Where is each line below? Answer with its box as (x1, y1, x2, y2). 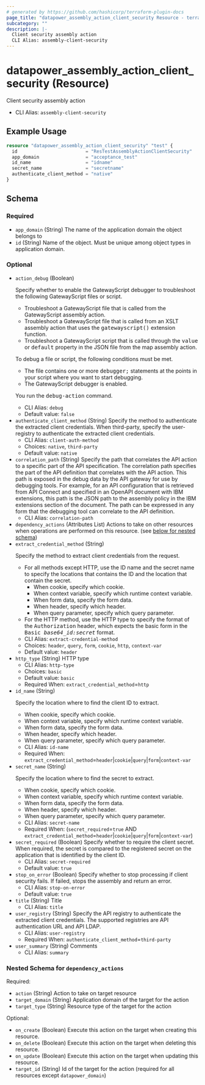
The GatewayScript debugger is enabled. (24, 380, 128, 387)
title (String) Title (15, 896, 62, 904)
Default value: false (24, 410, 75, 417)
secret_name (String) (15, 762, 66, 770)
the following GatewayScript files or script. (15, 293, 123, 300)
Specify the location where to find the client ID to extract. (15, 699, 159, 706)
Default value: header (24, 648, 77, 656)
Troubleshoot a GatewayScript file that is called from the (24, 304, 167, 312)
